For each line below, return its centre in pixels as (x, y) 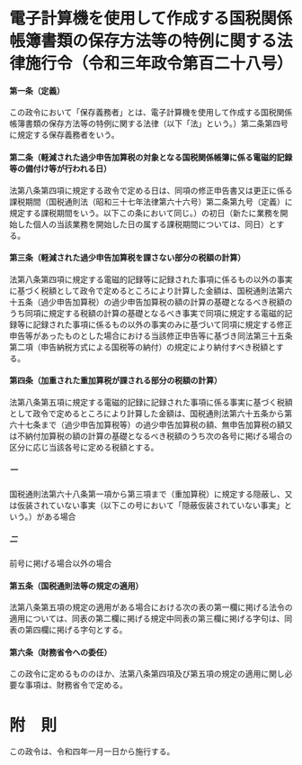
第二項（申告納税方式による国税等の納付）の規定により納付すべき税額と (142, 347)
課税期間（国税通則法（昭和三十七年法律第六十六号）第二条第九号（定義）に (151, 201)
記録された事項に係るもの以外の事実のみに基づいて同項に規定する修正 (163, 324)
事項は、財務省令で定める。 (76, 685)
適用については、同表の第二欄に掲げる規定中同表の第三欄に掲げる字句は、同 (151, 619)
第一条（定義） (37, 90)
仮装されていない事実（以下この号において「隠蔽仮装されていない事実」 (151, 505)
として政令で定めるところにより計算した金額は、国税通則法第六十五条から (147, 414)
